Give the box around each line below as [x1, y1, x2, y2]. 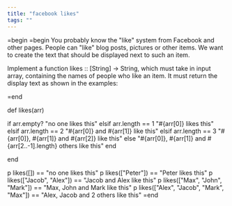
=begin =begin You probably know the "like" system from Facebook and [7, 35, 215, 44]
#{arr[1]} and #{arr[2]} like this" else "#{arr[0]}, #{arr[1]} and [32, 134, 206, 143]
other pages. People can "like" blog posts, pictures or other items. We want [7, 43, 224, 51]
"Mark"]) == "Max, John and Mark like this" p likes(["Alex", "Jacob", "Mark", [7, 183, 224, 191]
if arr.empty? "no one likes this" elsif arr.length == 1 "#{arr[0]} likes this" [7, 119, 214, 127]
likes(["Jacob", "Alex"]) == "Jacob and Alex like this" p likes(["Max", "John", [7, 175, 222, 184]
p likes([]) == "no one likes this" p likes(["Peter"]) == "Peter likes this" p [7, 168, 213, 177]
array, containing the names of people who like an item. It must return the [7, 71, 218, 80]
